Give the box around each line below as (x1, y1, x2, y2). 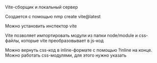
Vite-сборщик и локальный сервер (5, 4, 78, 10)
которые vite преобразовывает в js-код (21, 38, 104, 43)
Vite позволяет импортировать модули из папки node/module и (5, 33, 138, 38)
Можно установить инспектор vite (5, 23, 77, 29)
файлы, (5, 38, 21, 43)
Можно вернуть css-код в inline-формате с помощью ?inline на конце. (5, 47, 153, 53)
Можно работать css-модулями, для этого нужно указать (5, 52, 127, 58)
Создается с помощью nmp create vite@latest (5, 14, 101, 19)
